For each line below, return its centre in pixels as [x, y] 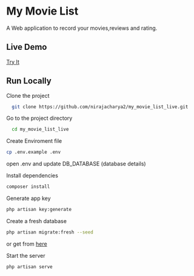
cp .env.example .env [34, 152]
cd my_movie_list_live [40, 129]
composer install [28, 187]
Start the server [26, 255]
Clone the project [28, 95]
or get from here [27, 244]
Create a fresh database [36, 221]
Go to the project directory [39, 118]
